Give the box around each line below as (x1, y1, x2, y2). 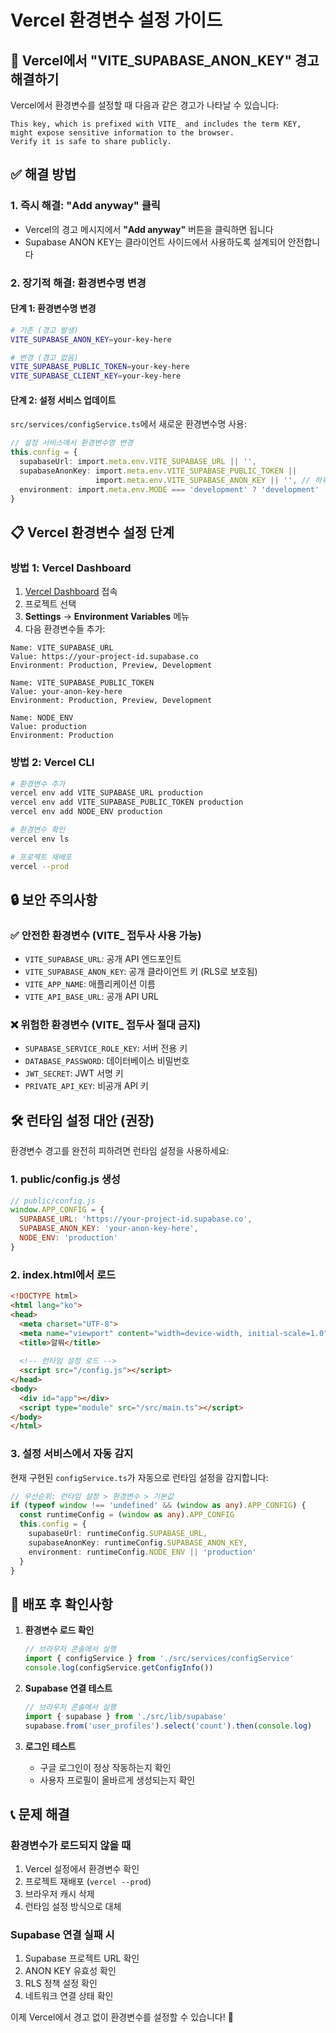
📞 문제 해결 (10, 1806, 70, 1823)
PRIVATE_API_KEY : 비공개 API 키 (24, 1080, 149, 1092)
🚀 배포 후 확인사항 (10, 1596, 113, 1613)
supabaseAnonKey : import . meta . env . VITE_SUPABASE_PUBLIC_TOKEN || (19, 466, 298, 476)
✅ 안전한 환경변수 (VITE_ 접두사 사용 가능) (10, 928, 202, 942)
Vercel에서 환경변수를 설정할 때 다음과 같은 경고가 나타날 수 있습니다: (10, 99, 279, 111)
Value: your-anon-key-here (10, 687, 123, 697)
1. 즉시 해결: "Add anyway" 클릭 (10, 199, 161, 213)
